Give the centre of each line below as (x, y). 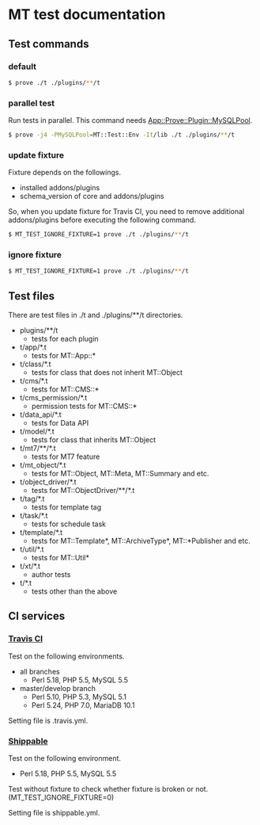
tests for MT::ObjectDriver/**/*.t (83, 491)
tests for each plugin (65, 339)
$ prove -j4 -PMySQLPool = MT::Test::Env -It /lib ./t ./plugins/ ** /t (122, 135)
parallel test (32, 103)
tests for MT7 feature (66, 456)
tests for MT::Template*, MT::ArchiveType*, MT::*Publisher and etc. (141, 541)
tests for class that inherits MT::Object (94, 440)
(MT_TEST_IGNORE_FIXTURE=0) (61, 797)
